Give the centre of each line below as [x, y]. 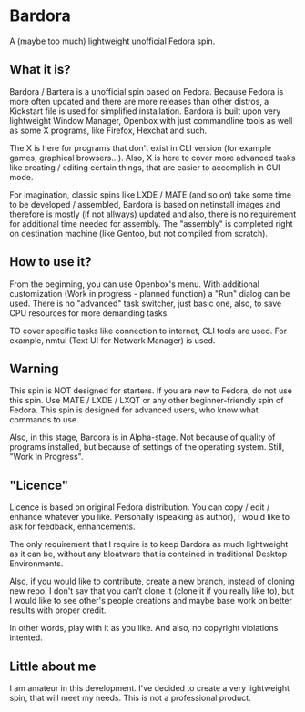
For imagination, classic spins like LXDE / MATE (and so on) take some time [151, 194]
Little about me [53, 666]
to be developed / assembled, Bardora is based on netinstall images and [145, 204]
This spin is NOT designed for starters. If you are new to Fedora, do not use [151, 391]
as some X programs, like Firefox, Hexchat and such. [108, 130]
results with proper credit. [58, 610]
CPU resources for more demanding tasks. [90, 313]
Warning [34, 368]
